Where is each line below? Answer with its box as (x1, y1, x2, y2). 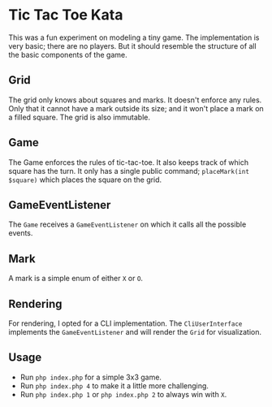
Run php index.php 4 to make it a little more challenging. (19, 380, 209, 391)
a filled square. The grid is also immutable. (8, 112, 150, 122)
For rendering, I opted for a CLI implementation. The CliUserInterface (8, 318, 243, 328)
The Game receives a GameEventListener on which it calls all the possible (8, 219, 247, 229)
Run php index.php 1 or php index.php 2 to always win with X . (19, 389, 227, 399)
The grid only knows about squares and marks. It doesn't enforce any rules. (8, 95, 262, 105)
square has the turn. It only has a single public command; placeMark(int (8, 166, 250, 175)
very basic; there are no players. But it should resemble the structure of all (8, 41, 257, 50)
